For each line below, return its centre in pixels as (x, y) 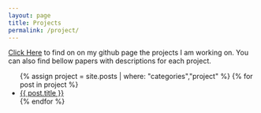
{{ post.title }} (42, 93)
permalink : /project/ (44, 30)
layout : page (30, 15)
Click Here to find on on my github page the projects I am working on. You (129, 53)
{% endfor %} (42, 102)
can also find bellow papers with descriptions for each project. (110, 61)
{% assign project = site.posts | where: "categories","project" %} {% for (136, 77)
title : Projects (35, 23)
